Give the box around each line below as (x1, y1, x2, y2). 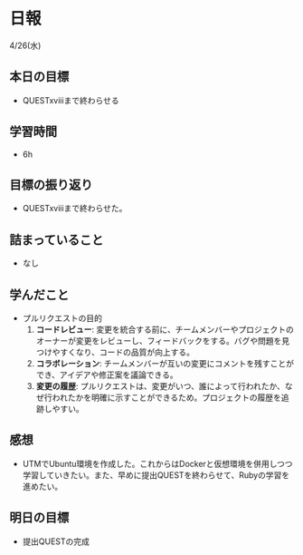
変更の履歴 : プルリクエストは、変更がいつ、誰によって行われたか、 (35, 381, 285, 391)
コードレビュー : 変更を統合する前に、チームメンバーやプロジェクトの (35, 324, 294, 335)
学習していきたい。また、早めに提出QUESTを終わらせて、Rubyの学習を (22, 469, 290, 481)
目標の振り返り (9, 177, 93, 192)
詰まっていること (9, 232, 104, 248)
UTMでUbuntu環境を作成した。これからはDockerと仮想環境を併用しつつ (22, 458, 293, 469)
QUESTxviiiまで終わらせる (22, 94, 119, 105)
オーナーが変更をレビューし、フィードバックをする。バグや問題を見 (35, 336, 290, 346)
